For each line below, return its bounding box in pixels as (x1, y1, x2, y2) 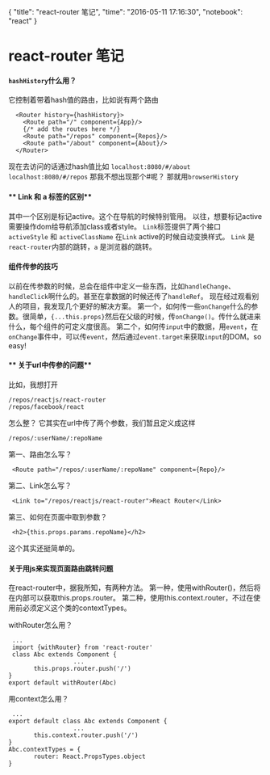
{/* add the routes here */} (23, 125, 121, 133)
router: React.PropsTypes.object (33, 752, 147, 761)
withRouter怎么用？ (8, 621, 73, 630)
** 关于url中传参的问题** (8, 360, 93, 370)
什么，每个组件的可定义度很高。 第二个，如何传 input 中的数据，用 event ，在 (8, 322, 259, 331)
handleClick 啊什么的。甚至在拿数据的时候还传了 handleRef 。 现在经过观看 (8, 291, 252, 301)
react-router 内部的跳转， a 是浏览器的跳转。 (8, 242, 157, 251)
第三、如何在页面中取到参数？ (8, 512, 107, 521)
